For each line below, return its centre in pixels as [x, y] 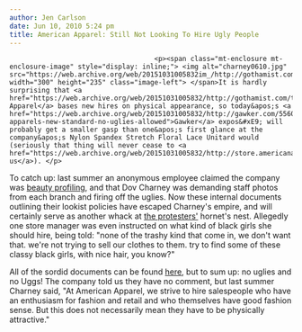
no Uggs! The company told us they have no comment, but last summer [142, 282]
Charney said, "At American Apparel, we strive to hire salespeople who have [151, 291]
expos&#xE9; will [251, 122]
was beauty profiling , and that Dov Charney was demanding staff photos [144, 188]
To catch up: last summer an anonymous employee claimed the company [145, 178]
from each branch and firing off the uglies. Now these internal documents [146, 197]
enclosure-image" [42, 67]
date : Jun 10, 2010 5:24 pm [62, 26]
